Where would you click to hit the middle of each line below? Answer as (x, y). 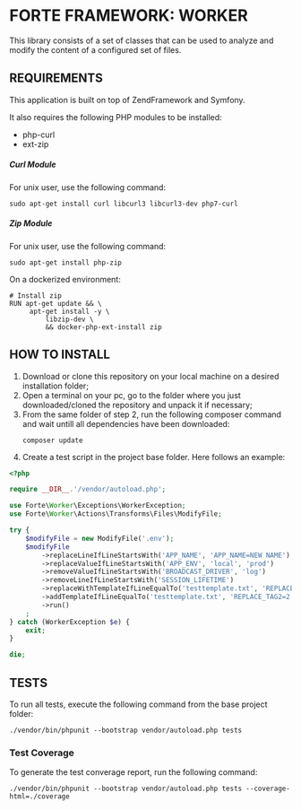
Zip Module (31, 223)
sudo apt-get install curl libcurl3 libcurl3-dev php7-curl (124, 204)
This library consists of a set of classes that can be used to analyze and (142, 40)
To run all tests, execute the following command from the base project (138, 704)
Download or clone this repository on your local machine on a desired (150, 376)
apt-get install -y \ (69, 311)
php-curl (39, 135)
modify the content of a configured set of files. (95, 49)
